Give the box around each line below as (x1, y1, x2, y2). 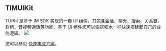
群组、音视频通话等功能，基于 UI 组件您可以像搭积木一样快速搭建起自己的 (5, 24, 157, 30)
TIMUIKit (5, 4, 33, 12)
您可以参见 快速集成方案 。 (5, 41, 59, 47)
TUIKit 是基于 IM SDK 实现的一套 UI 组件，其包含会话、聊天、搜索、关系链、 (5, 17, 162, 24)
